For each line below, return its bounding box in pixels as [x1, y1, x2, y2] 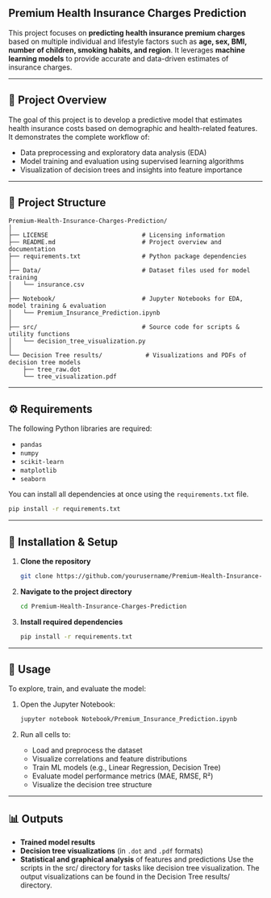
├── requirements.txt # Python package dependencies [8, 252, 248, 261]
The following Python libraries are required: [8, 424, 152, 433]
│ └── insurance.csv [8, 280, 85, 289]
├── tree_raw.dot [23, 365, 81, 374]
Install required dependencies [19, 617, 123, 626]
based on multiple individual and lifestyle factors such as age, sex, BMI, [8, 36, 248, 46]
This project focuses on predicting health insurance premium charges [8, 27, 246, 37]
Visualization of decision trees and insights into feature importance [19, 165, 243, 175]
